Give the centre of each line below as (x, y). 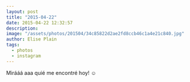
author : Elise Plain (32, 39)
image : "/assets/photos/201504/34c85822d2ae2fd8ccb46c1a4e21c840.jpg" (95, 34)
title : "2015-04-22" (32, 17)
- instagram (26, 56)
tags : (13, 45)
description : (22, 28)
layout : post (22, 12)
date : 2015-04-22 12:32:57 (39, 23)
